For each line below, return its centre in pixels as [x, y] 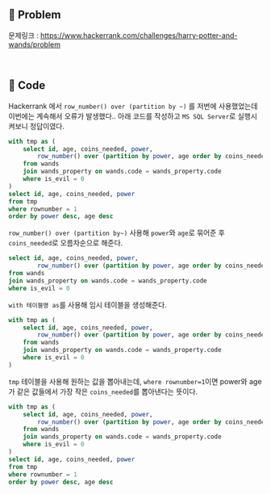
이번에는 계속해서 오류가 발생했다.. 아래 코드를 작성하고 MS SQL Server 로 [122, 116]
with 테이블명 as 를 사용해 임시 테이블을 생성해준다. [88, 304]
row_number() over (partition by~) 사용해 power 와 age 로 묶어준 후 [117, 233]
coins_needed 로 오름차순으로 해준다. [66, 243]
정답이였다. [47, 126]
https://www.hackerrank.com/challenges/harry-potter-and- [139, 35]
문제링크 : [23, 35]
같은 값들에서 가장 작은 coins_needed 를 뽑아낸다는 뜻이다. [107, 391]
